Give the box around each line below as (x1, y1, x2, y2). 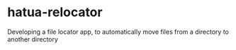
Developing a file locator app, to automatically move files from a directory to (7, 27, 229, 36)
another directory (7, 35, 59, 43)
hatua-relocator (7, 4, 103, 20)
